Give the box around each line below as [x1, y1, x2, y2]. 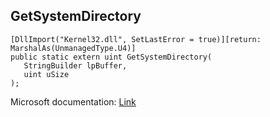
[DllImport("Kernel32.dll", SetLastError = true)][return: [10, 34, 262, 44]
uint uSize [23, 69, 70, 79]
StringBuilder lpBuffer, [23, 60, 128, 71]
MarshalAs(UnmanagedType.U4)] [10, 43, 137, 53]
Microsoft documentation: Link [10, 95, 137, 108]
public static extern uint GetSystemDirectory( [10, 52, 213, 62]
